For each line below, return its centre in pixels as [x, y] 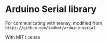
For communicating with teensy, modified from [54, 23]
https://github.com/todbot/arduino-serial [50, 28]
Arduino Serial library [51, 9]
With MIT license [23, 37]
